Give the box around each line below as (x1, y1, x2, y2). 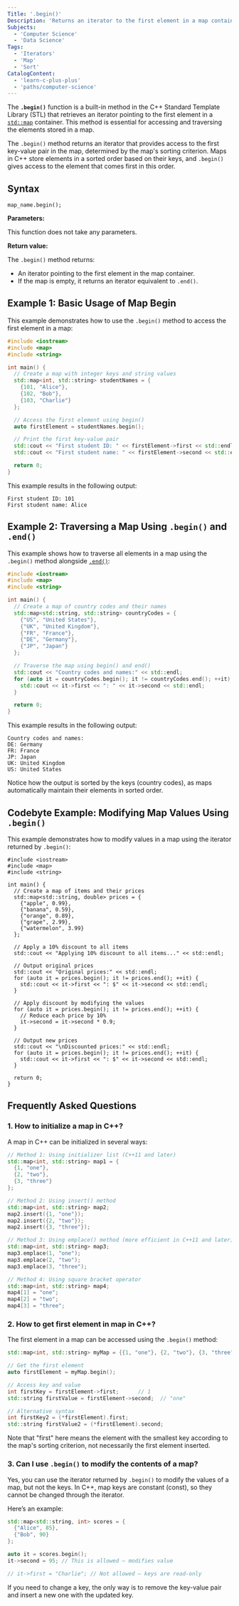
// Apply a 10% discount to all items (14, 944, 129, 951)
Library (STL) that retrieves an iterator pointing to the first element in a (7, 110, 213, 119)
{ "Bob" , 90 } (14, 1531, 50, 1538)
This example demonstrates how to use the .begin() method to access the (7, 316, 226, 325)
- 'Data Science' (14, 37, 65, 44)
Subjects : (7, 24, 37, 31)
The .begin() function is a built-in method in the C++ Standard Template (7, 103, 221, 111)
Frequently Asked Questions (7, 1100, 137, 1112)
